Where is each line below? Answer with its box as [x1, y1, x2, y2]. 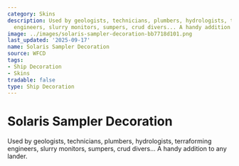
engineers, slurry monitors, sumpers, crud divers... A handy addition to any [7, 145, 228, 153]
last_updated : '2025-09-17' [7, 37, 91, 44]
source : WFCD [7, 50, 46, 57]
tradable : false [7, 76, 55, 84]
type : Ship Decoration [7, 83, 75, 90]
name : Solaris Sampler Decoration [7, 43, 110, 50]
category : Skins [7, 10, 55, 18]
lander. [7, 152, 28, 160]
